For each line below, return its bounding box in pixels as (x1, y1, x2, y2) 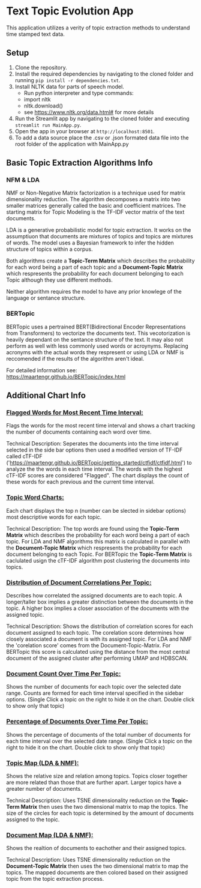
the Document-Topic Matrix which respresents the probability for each (6, 544, 182, 551)
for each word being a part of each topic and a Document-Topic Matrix (6, 264, 184, 271)
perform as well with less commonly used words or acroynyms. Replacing (6, 342, 189, 349)
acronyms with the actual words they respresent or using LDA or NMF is (6, 348, 184, 355)
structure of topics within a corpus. (6, 246, 93, 253)
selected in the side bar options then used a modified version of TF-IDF (6, 446, 183, 454)
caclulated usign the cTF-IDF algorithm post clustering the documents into (6, 557, 190, 564)
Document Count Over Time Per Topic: (6, 669, 121, 678)
